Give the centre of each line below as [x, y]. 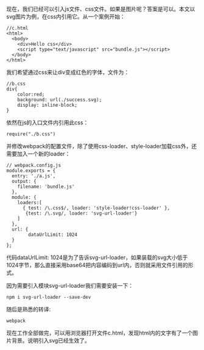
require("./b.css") [31, 134]
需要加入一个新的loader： [38, 154]
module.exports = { [31, 171]
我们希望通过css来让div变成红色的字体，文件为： [68, 72]
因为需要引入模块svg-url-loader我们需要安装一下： [70, 286]
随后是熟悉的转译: [29, 309]
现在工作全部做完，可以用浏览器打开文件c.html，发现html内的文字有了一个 [100, 333]
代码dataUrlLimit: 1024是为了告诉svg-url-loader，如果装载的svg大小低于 [97, 257]
